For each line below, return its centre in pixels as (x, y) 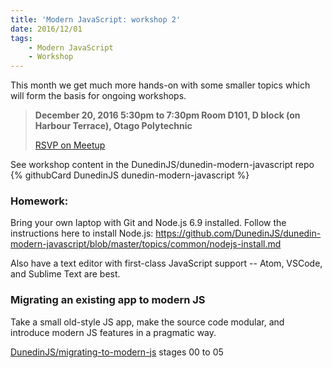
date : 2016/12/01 (46, 29)
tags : (21, 38)
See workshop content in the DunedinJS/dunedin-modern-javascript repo (162, 165)
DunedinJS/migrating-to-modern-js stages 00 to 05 (117, 352)
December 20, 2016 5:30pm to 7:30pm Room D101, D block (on (167, 115)
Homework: (39, 201)
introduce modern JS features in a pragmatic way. (113, 332)
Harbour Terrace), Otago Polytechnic (113, 126)
